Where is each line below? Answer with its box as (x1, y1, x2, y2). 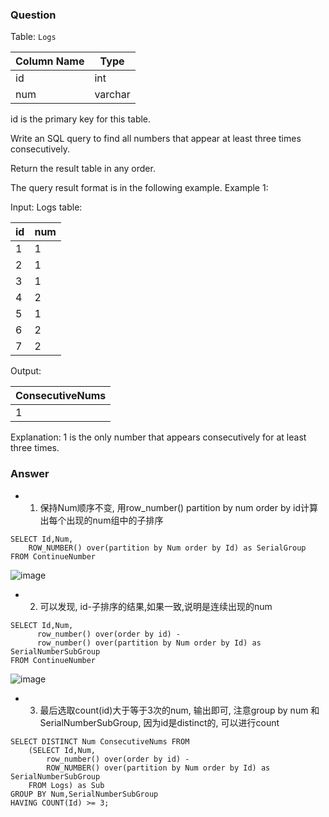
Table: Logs (10, 31, 57, 43)
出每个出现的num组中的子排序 (39, 514, 164, 526)
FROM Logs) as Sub (28, 780, 105, 790)
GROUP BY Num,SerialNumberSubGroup (10, 789, 159, 799)
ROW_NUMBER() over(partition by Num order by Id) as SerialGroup (28, 543, 307, 553)
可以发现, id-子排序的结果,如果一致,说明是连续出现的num (39, 600, 273, 612)
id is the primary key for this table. (10, 113, 152, 125)
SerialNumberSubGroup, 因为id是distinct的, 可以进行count (39, 716, 280, 728)
